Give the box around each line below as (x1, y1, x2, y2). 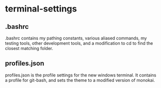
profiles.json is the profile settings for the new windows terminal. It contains (5, 72, 157, 78)
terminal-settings (5, 3, 77, 14)
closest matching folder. (5, 46, 53, 51)
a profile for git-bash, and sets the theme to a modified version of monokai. (5, 77, 155, 83)
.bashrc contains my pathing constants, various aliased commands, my (5, 35, 147, 41)
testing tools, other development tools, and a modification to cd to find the (5, 40, 153, 46)
